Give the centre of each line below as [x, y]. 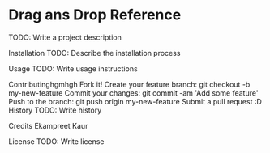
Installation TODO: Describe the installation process [94, 53]
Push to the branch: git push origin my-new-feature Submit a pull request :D [135, 101]
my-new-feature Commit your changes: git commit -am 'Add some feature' [133, 93]
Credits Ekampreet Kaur [48, 125]
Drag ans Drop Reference [95, 15]
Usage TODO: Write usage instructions [73, 68]
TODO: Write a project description [65, 37]
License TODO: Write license [56, 141]
